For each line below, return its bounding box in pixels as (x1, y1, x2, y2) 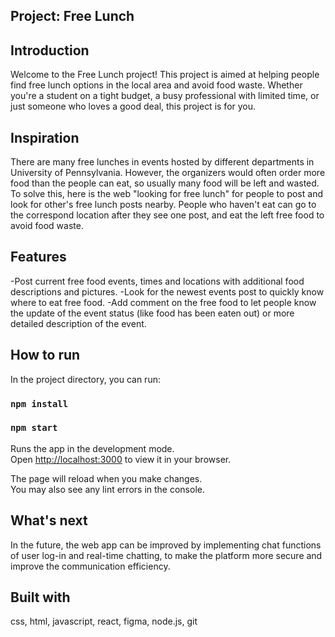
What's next (10, 512, 88, 529)
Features (10, 249, 67, 266)
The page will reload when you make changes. (10, 472, 203, 484)
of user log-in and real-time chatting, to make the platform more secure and (10, 549, 323, 561)
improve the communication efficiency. (10, 560, 171, 572)
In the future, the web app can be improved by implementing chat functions (10, 539, 322, 551)
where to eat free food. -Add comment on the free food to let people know (10, 296, 317, 308)
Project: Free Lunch (10, 8, 135, 25)
